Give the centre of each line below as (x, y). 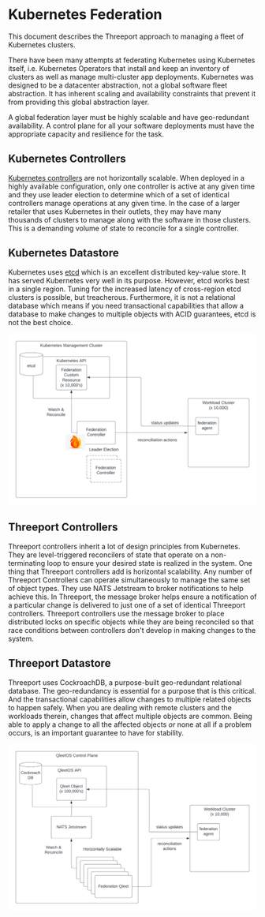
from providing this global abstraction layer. (79, 102)
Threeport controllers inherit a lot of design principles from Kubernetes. (124, 546)
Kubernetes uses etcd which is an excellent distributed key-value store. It (127, 272)
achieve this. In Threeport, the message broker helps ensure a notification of (132, 597)
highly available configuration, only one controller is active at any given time (131, 186)
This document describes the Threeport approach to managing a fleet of (126, 36)
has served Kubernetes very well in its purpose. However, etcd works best (129, 280)
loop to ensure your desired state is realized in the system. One (149, 563)
